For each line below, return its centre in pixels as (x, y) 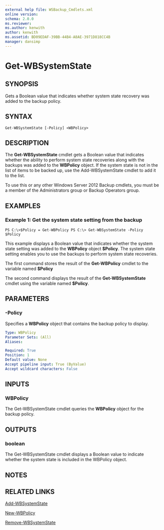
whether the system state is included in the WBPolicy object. (66, 460)
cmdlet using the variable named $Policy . (47, 284)
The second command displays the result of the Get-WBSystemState (75, 278)
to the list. (15, 176)
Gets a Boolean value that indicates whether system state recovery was (77, 96)
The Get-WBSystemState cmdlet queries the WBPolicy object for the (75, 409)
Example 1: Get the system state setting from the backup (74, 220)
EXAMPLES (23, 206)
